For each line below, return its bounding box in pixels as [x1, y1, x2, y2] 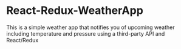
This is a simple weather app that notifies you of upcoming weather [6, 24, 175, 31]
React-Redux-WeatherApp [6, 4, 144, 18]
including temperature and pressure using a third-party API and [6, 30, 165, 37]
